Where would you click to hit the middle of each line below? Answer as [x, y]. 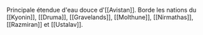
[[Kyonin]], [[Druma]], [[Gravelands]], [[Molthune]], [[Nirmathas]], [100, 17]
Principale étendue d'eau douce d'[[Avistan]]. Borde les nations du [101, 10]
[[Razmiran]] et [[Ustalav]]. [45, 24]
